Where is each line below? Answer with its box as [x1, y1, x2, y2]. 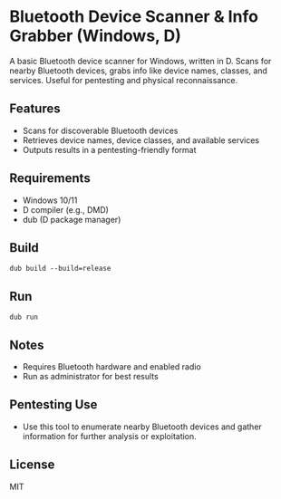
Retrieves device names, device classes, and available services [22, 134, 260, 146]
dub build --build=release [9, 264, 111, 273]
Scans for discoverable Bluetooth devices [22, 125, 179, 136]
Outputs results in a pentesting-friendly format [22, 144, 197, 155]
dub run [9, 312, 39, 322]
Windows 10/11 [22, 195, 78, 206]
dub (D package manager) [22, 214, 121, 225]
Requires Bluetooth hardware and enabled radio [22, 361, 201, 372]
